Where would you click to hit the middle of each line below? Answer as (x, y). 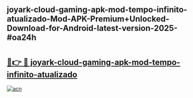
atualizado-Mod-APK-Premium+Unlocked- (88, 19)
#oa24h (22, 38)
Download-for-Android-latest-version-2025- (92, 28)
